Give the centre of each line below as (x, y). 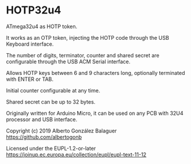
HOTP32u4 (34, 10)
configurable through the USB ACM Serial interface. (68, 61)
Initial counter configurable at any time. (53, 90)
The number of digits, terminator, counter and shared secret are (83, 55)
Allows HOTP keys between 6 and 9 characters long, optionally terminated (95, 73)
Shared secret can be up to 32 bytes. (51, 102)
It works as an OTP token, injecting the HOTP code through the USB (88, 37)
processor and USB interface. (42, 119)
